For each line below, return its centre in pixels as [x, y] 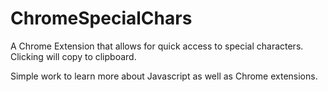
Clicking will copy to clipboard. [73, 56]
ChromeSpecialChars [101, 18]
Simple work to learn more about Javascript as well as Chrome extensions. [164, 76]
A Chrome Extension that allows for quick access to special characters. [157, 46]
